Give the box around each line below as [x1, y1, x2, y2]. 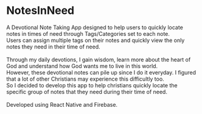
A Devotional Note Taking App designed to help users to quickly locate [6, 24, 184, 31]
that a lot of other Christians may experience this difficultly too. [6, 75, 164, 82]
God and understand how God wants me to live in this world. [6, 62, 158, 70]
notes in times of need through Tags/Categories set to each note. [6, 30, 170, 37]
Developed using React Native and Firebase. [6, 101, 117, 108]
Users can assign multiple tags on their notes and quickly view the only [6, 36, 185, 44]
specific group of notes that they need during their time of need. [6, 88, 167, 95]
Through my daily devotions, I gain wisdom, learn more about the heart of [6, 56, 191, 63]
